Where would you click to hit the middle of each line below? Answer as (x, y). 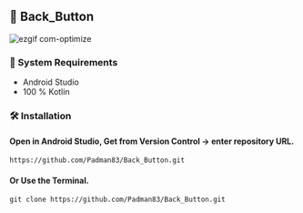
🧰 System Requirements (64, 62)
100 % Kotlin (46, 92)
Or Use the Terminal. (49, 180)
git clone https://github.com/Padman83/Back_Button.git (117, 200)
